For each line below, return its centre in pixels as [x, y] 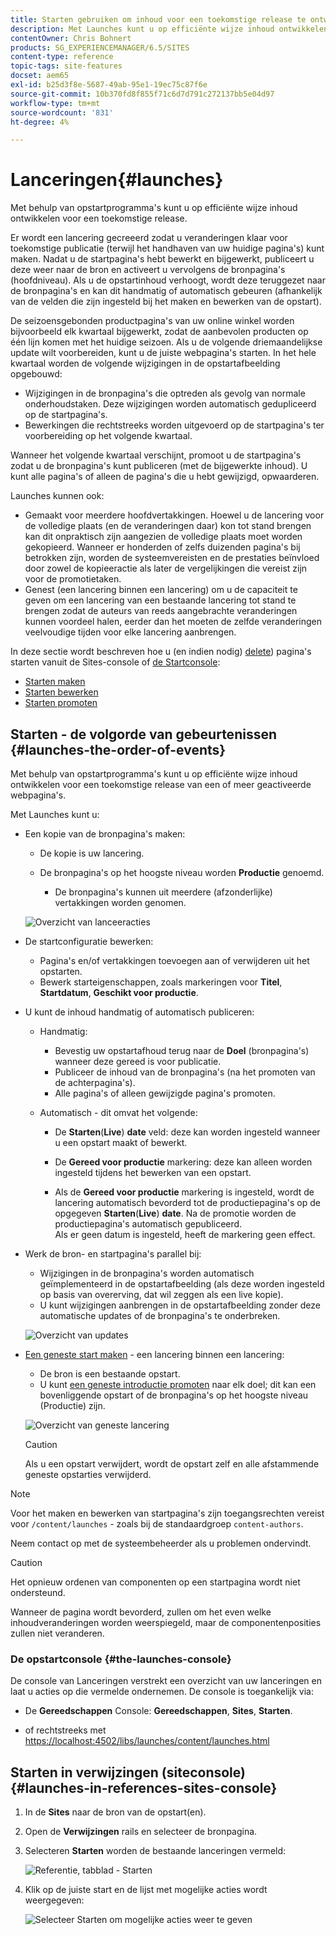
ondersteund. [38, 1592]
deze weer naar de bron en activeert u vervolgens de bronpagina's [148, 270]
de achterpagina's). [95, 1082]
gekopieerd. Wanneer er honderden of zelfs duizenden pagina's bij [162, 547]
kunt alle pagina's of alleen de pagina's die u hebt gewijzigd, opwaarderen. [165, 477]
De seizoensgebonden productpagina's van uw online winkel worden [152, 321]
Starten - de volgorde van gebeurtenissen [143, 734]
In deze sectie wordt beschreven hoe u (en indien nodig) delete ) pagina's [161, 652]
